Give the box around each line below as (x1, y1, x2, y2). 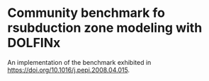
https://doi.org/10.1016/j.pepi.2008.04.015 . (7, 66, 130, 74)
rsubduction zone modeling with (7, 20, 203, 36)
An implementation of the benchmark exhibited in (7, 58, 152, 66)
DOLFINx (7, 35, 61, 51)
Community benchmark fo (7, 5, 165, 21)
